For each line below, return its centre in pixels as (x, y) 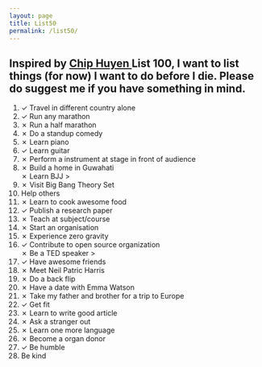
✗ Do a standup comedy (62, 134)
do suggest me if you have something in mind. (127, 88)
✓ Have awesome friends (63, 262)
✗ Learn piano (45, 142)
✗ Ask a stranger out (56, 322)
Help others (40, 193)
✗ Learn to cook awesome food (74, 202)
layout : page (31, 16)
